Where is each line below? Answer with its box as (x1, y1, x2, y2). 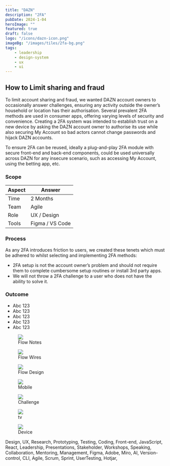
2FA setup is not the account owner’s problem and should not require (12, 262, 157, 268)
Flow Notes (18, 339, 42, 345)
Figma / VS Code (30, 220, 71, 227)
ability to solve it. (12, 278, 48, 284)
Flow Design (18, 369, 44, 375)
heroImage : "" (5, 21, 36, 27)
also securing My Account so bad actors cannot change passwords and (5, 129, 156, 135)
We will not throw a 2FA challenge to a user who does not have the (12, 273, 152, 279)
